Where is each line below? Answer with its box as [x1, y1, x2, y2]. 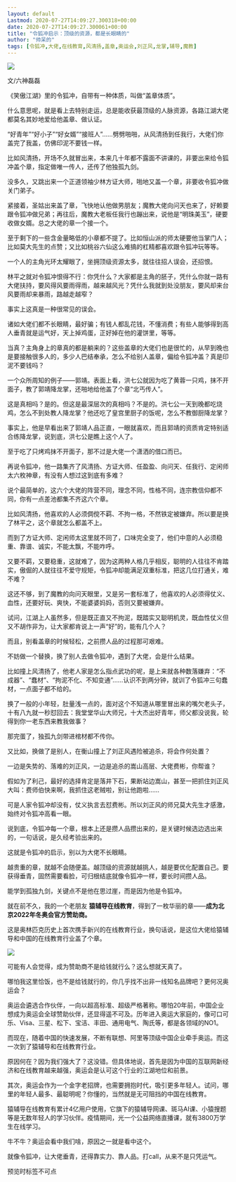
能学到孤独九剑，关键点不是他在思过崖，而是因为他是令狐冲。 [7, 887, 186, 895]
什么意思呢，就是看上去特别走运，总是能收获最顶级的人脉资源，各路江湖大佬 [7, 106, 229, 115]
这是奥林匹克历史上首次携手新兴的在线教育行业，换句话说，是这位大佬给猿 [7, 925, 223, 934]
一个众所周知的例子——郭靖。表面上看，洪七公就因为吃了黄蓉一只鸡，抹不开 [7, 376, 229, 384]
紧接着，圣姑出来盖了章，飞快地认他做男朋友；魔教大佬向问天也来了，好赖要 [7, 201, 229, 210]
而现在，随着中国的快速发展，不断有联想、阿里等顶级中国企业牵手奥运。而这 [7, 1034, 229, 1041]
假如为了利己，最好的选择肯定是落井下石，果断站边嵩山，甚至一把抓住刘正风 [7, 777, 229, 785]
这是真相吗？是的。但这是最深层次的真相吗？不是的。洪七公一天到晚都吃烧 [7, 400, 223, 408]
